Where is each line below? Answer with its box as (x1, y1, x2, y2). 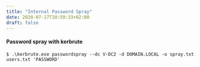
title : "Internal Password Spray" (6, 8, 93, 15)
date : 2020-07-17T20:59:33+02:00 (6, 14, 90, 20)
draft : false (6, 20, 39, 25)
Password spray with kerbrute (6, 38, 83, 45)
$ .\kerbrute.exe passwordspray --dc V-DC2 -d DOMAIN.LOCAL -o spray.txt (6, 51, 195, 57)
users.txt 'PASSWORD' (6, 56, 60, 62)
